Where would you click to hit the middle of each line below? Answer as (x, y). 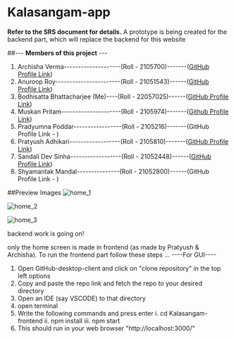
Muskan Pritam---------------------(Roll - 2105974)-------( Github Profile (123, 111)
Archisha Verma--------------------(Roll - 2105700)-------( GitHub (113, 66)
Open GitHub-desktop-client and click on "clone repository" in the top (119, 268)
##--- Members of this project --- (57, 53)
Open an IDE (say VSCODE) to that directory (82, 298)
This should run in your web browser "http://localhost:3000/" (106, 328)
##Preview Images (35, 192)
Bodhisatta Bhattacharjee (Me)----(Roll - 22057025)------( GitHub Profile (123, 97)
